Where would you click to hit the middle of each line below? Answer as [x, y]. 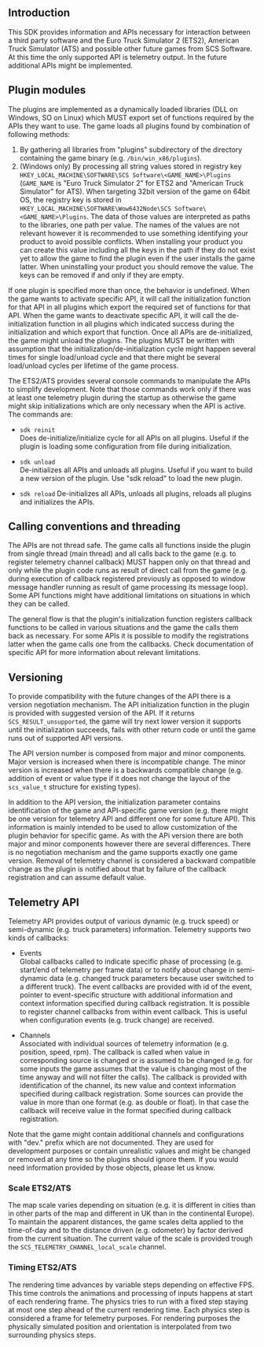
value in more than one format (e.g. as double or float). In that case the [134, 1102]
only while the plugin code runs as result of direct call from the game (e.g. [128, 571]
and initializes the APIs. [57, 501]
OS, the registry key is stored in [70, 199]
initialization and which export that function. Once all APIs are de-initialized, [130, 332]
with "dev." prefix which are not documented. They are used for [111, 1143]
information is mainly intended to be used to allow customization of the [123, 827]
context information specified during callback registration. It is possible [134, 1004]
